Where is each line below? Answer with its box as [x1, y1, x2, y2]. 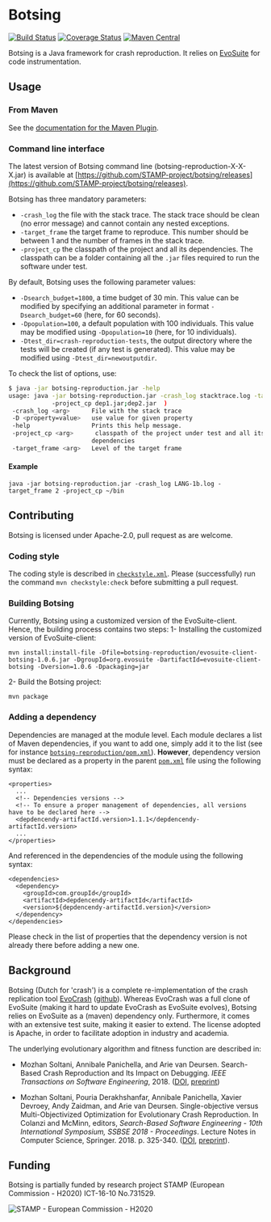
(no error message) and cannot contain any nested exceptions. [19, 218, 230, 228]
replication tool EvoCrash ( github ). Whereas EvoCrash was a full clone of [8, 993, 251, 1004]
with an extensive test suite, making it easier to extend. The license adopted [8, 1019, 261, 1029]
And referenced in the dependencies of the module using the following [8, 851, 244, 860]
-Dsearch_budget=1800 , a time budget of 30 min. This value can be [19, 293, 240, 302]
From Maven [8, 104, 59, 116]
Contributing [8, 509, 74, 522]
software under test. [19, 261, 88, 271]
